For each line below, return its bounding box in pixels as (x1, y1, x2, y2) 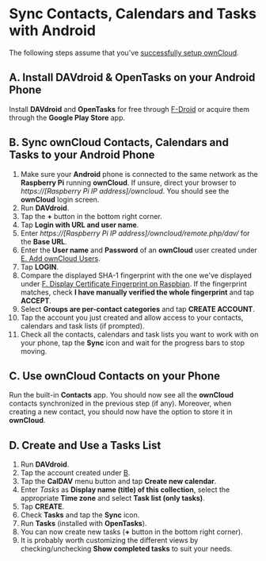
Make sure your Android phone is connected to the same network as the (20, 169, 258, 179)
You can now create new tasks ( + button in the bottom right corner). (20, 527, 244, 536)
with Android (9, 21, 96, 40)
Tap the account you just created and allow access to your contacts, (20, 313, 244, 322)
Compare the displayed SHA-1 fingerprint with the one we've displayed (20, 271, 253, 280)
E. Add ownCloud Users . (20, 253, 101, 263)
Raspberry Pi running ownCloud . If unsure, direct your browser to (20, 178, 237, 187)
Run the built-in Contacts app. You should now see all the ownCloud (9, 390, 234, 400)
